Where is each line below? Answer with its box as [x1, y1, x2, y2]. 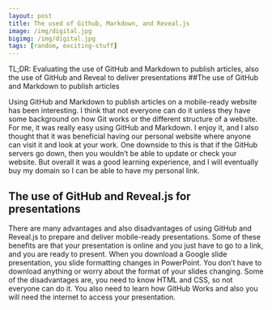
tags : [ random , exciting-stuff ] [8, 42, 117, 50]
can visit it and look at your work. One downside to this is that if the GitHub [8, 140, 258, 150]
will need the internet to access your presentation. [8, 292, 176, 302]
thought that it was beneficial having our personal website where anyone [8, 131, 251, 142]
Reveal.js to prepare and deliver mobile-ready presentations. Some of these [8, 231, 261, 241]
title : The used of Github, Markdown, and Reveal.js [8, 19, 190, 28]
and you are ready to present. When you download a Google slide [8, 248, 227, 259]
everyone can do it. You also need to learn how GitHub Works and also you [8, 283, 258, 293]
